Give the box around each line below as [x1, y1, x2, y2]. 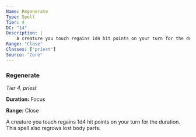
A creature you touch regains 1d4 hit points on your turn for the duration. [6, 118, 181, 125]
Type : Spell [6, 14, 35, 20]
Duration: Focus [6, 96, 45, 103]
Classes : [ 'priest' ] [6, 47, 57, 52]
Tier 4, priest [6, 84, 37, 91]
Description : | [6, 30, 43, 36]
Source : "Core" [6, 52, 43, 58]
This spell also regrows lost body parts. [6, 124, 101, 131]
